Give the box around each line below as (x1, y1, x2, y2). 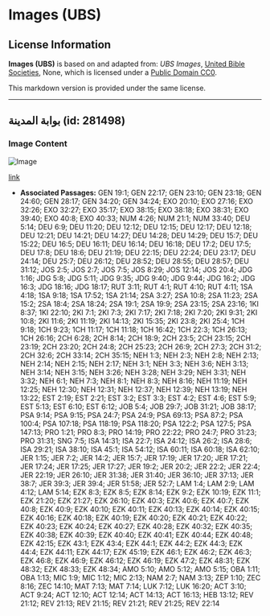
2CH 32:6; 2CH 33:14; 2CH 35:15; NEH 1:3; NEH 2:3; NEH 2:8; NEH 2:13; (19, 350, 260, 360)
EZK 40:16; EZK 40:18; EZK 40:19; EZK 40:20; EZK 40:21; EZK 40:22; (19, 513, 247, 523)
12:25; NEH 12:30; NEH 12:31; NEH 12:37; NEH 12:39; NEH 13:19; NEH (19, 384, 247, 394)
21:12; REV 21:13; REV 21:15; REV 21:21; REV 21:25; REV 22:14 (19, 598, 220, 608)
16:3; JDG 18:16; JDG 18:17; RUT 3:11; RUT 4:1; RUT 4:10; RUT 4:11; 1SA (19, 282, 253, 291)
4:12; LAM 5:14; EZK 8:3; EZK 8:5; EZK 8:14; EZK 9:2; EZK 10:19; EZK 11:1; (19, 487, 261, 497)
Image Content (8, 138, 68, 150)
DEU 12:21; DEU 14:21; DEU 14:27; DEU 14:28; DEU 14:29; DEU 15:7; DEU (19, 230, 259, 240)
